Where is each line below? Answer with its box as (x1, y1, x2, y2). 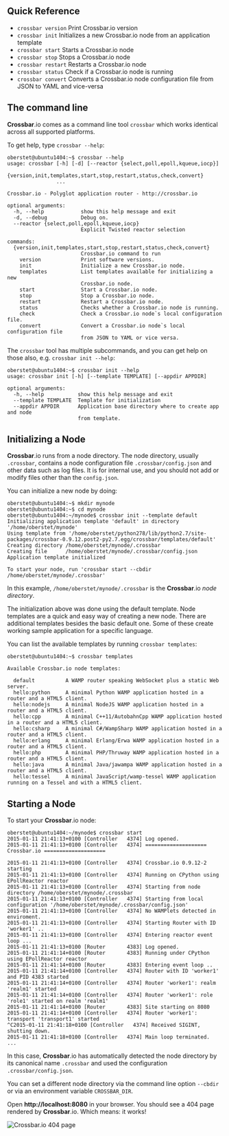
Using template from (7, 530, 67, 537)
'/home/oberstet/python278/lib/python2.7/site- (68, 530, 207, 537)
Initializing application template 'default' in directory (7, 518, 180, 525)
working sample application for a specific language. (7, 627, 154, 635)
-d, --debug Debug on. (13, 214, 109, 221)
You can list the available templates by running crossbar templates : (7, 640, 197, 648)
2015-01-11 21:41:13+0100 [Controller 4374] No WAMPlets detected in (7, 907, 216, 915)
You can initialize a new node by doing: (7, 487, 118, 495)
